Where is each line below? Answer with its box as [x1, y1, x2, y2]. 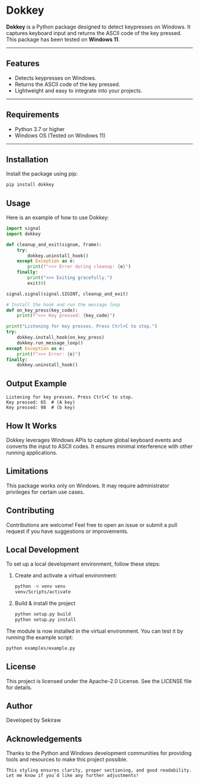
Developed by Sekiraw [6, 716, 61, 724]
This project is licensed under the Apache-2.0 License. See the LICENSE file [6, 677, 192, 684]
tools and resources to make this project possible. [6, 756, 128, 763]
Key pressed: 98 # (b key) [6, 405, 76, 411]
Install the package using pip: [6, 170, 78, 177]
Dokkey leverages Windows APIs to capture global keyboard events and [6, 436, 182, 443]
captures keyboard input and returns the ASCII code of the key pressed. [6, 29, 182, 36]
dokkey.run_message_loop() [17, 339, 84, 346]
